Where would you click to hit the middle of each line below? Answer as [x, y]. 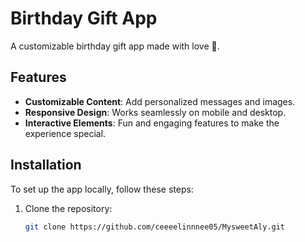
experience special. [65, 133]
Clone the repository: [68, 208]
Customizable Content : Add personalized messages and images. [160, 101]
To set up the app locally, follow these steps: [102, 189]
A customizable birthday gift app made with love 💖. [115, 46]
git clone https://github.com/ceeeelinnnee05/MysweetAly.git [155, 227]
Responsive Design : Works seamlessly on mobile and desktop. [155, 112]
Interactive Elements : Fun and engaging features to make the [152, 123]
